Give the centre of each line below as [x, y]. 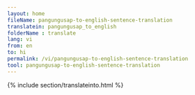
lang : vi [20, 40]
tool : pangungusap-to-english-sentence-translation [84, 65]
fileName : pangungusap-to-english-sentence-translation [90, 20]
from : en [20, 46]
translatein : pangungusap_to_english [62, 26]
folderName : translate [42, 33]
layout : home [26, 14]
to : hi [17, 53]
